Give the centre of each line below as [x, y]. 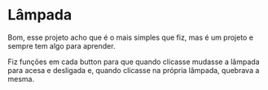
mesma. [21, 79]
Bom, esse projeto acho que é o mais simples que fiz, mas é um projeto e [131, 37]
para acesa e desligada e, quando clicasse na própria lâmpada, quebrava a [134, 70]
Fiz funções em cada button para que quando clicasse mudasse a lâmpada [134, 62]
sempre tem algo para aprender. [62, 45]
